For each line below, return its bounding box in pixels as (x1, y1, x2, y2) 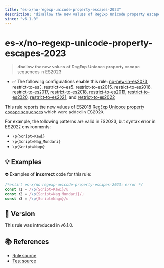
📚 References (5, 237, 49, 246)
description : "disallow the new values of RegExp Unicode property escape (5, 12, 161, 17)
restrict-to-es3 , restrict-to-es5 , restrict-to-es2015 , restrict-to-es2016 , (12, 84, 152, 90)
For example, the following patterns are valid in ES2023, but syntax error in (5, 118, 156, 125)
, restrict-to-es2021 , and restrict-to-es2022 (27, 94, 115, 100)
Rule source (12, 253, 37, 259)
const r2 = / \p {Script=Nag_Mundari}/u (5, 191, 84, 196)
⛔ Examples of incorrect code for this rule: (5, 171, 92, 177)
